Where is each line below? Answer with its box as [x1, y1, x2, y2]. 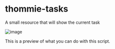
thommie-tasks [5, 3, 68, 15]
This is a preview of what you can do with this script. [5, 38, 111, 44]
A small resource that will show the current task [5, 19, 100, 25]
